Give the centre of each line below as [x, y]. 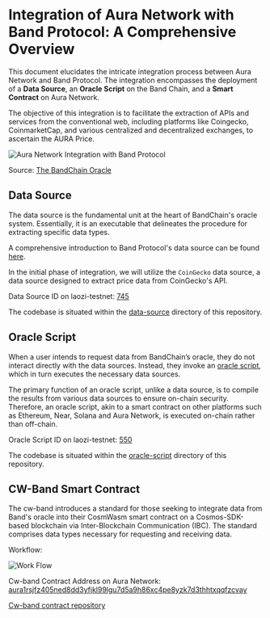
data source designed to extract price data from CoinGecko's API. [118, 280]
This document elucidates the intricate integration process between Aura [130, 71]
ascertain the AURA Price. [52, 138]
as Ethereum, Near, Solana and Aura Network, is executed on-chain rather [132, 415]
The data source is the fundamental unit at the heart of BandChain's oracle [133, 215]
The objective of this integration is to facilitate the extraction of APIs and [129, 113]
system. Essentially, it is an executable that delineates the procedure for [128, 223]
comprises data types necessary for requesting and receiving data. [120, 534]
